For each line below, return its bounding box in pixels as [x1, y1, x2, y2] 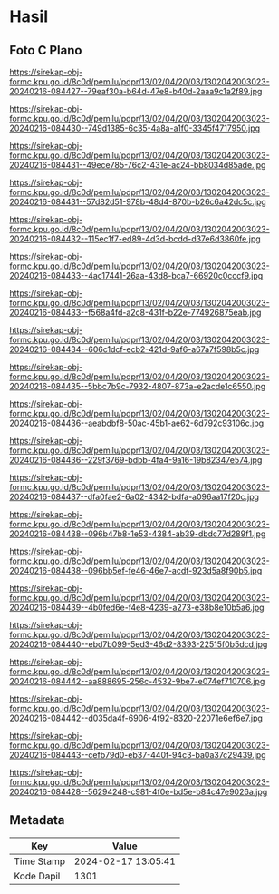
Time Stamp [14, 855, 66, 868]
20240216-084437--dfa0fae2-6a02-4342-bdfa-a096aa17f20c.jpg [9, 492, 260, 502]
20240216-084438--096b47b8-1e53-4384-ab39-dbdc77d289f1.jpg [9, 528, 266, 539]
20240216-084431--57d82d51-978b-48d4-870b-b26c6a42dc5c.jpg [9, 197, 267, 207]
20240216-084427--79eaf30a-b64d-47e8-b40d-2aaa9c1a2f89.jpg [9, 86, 263, 96]
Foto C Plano [9, 43, 82, 58]
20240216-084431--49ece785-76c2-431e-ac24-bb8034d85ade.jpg [9, 160, 266, 170]
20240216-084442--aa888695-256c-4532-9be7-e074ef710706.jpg [9, 676, 265, 686]
